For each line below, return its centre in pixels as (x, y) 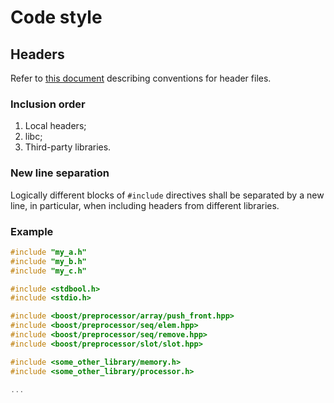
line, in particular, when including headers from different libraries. (145, 205)
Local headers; (55, 126)
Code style (56, 17)
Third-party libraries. (68, 147)
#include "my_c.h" (48, 271)
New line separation (60, 173)
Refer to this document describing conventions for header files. (141, 78)
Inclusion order (48, 104)
